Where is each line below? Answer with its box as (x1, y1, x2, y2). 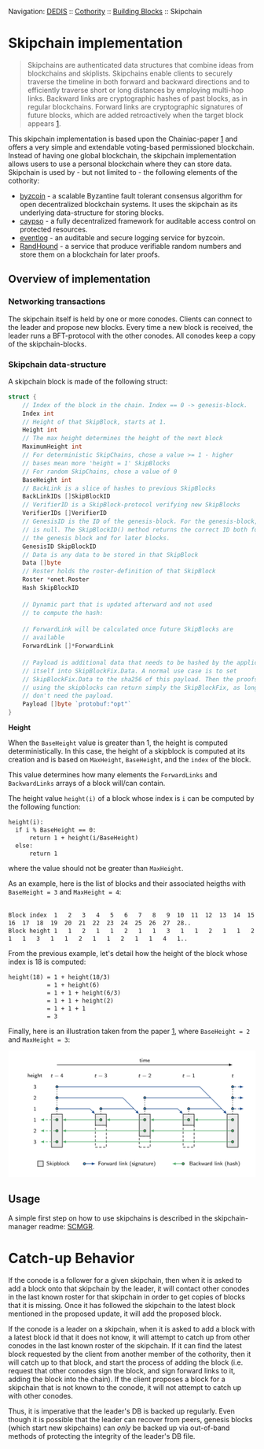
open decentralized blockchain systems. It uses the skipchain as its (19, 199, 238, 209)
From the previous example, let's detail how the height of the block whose (8, 949, 247, 958)
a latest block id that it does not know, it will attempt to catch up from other (8, 1332, 251, 1342)
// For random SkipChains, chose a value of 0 (22, 468, 178, 476)
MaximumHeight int (22, 443, 82, 451)
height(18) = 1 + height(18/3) (8, 973, 111, 981)
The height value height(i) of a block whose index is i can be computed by (8, 794, 255, 803)
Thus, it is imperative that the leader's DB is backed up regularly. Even (8, 1406, 236, 1416)
